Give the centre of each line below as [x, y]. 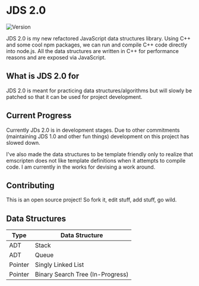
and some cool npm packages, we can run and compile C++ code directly [97, 45]
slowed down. [23, 142]
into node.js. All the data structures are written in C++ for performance [93, 51]
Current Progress [39, 116]
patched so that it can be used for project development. [74, 97]
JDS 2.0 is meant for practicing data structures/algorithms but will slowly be [99, 91]
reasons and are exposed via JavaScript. [56, 57]
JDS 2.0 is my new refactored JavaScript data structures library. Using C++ [99, 38]
